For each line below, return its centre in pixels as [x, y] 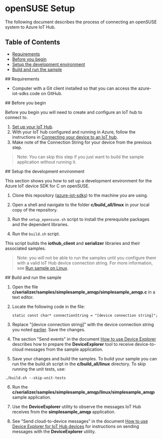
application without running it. [47, 162]
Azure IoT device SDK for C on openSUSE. [47, 186]
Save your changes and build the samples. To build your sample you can [84, 358]
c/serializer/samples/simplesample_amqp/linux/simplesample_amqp [83, 392]
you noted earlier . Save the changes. [49, 329]
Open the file [25, 287]
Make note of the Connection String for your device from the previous [82, 142]
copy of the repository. [35, 210]
